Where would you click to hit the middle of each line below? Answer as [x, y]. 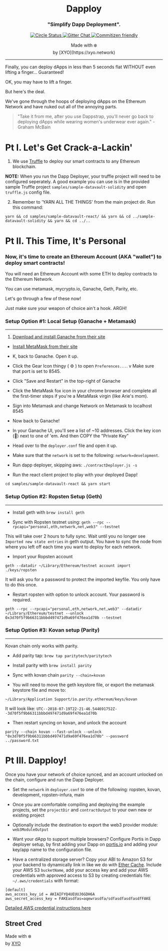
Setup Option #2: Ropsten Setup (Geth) [54, 497]
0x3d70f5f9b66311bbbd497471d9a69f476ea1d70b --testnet [63, 617]
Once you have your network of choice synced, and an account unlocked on [84, 774]
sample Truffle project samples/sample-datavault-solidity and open [76, 187]
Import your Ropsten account [42, 556]
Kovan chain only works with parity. [42, 646]
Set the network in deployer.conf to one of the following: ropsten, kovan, [87, 789]
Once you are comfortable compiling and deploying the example [78, 804]
